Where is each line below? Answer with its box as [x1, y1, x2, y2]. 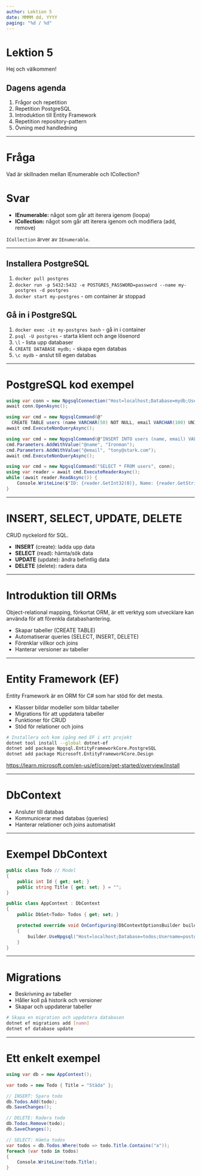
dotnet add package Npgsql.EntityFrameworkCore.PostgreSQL [6, 745, 157, 752]
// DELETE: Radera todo [6, 1115, 66, 1121]
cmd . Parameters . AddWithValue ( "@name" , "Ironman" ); [6, 442, 135, 448]
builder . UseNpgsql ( [28, 933, 77, 939]
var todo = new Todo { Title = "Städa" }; [6, 1082, 114, 1088]
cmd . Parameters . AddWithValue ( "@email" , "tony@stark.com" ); [6, 447, 157, 453]
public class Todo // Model [6, 867, 77, 873]
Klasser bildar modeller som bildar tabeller [14, 703, 120, 711]
